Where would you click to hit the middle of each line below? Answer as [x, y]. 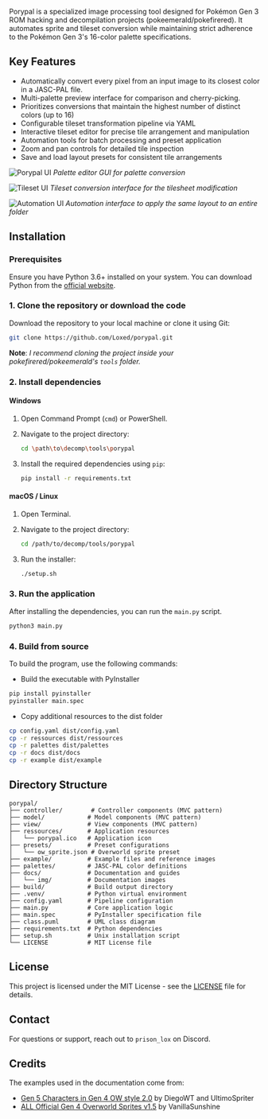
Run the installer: [48, 559]
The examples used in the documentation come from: [97, 1083]
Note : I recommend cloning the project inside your [91, 352]
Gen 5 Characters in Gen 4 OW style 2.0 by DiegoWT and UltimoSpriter [137, 1098]
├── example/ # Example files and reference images [113, 859]
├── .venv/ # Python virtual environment [98, 894]
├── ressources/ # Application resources [89, 831]
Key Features [43, 62]
